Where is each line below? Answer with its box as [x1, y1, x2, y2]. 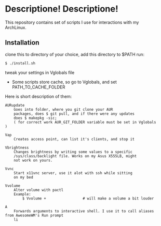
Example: [13, 192, 31, 196]
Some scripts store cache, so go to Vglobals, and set [12, 79, 117, 85]
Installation [5, 39, 40, 47]
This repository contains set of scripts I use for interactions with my [5, 19, 139, 25]
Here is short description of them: [5, 93, 72, 99]
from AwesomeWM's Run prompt [5, 213, 64, 218]
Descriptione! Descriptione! [5, 3, 119, 15]
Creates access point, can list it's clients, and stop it [13, 136, 135, 141]
